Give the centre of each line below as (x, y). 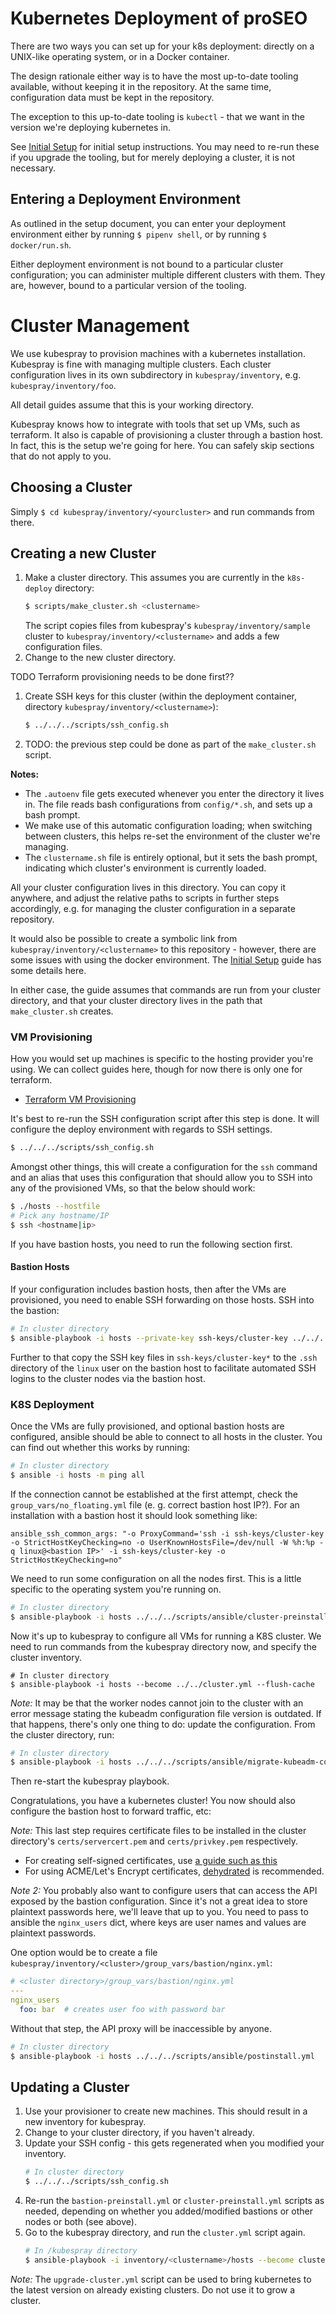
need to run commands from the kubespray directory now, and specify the (164, 1646)
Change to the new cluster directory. (100, 658)
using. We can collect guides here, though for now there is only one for (156, 1069)
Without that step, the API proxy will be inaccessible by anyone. (141, 2028)
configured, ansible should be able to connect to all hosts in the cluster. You (166, 1437)
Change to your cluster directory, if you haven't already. (139, 2133)
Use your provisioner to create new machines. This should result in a (166, 2111)
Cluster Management (100, 325)
